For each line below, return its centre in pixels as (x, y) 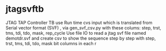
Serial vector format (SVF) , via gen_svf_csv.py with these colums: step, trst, (83, 27)
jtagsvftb (25, 9)
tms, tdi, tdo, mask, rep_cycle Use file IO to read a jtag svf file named (76, 33)
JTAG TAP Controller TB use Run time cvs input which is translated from (79, 23)
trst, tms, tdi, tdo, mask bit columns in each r (51, 43)
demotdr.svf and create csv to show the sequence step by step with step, (81, 38)
